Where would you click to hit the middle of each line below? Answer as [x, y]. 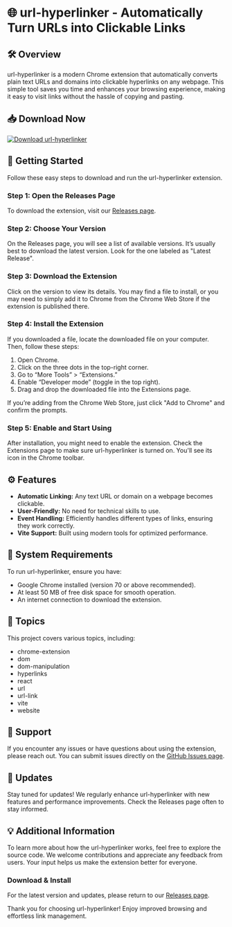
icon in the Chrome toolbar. [46, 458]
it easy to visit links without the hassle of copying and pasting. [96, 96]
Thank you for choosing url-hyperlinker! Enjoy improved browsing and [107, 909]
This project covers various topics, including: [71, 638]
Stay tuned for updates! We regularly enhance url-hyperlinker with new [108, 795]
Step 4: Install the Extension [55, 324]
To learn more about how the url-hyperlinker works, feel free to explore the [114, 847]
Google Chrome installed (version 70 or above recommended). [106, 585]
